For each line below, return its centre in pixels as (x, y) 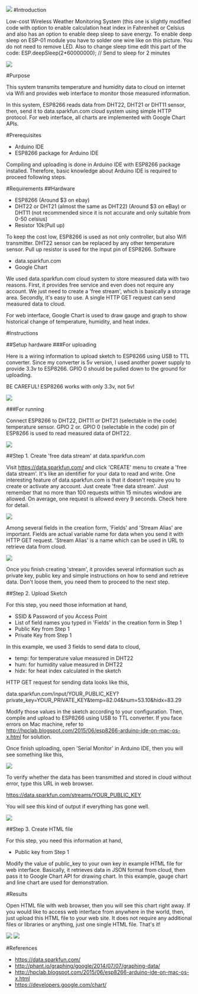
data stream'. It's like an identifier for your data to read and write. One (91, 474)
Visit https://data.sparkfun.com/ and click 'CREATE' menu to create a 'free (97, 467)
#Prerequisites (24, 135)
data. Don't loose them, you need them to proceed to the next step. (88, 582)
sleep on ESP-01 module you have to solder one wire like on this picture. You (99, 40)
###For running (25, 409)
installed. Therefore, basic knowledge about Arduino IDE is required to (92, 171)
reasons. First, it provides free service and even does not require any (90, 285)
